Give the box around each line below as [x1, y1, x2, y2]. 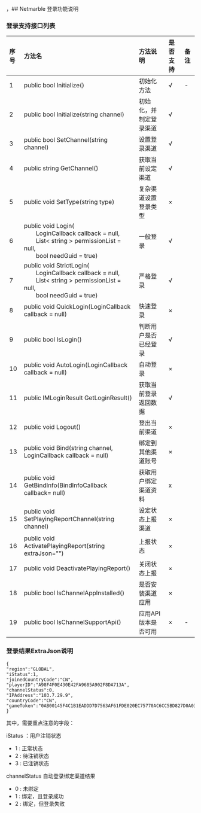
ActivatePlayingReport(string [23, 542, 105, 550]
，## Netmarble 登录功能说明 [6, 5, 79, 12]
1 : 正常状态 [14, 744, 43, 752]
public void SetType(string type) [23, 198, 115, 206]
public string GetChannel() [23, 164, 99, 172]
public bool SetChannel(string [23, 136, 108, 144]
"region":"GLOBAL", [6, 666, 55, 672]
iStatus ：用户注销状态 [6, 732, 62, 739]
